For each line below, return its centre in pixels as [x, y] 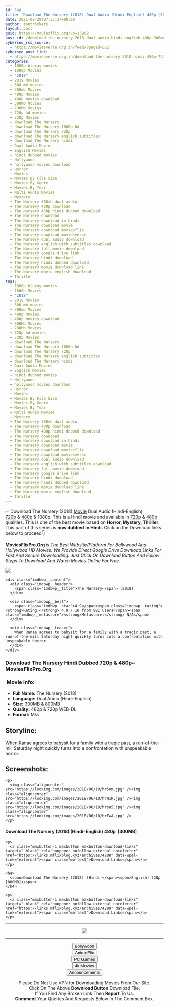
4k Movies [84, 965]
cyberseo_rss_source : [28, 43]
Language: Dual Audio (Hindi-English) [52, 698]
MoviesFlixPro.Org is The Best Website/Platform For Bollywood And [76, 545]
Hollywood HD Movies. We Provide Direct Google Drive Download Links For [83, 550]
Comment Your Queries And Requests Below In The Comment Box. [84, 999]
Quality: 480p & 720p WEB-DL [45, 709]
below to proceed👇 [25, 533]
